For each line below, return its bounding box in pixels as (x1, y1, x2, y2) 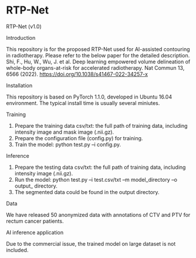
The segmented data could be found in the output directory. (14, 188, 160, 195)
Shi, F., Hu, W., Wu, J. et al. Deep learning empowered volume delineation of (6, 58, 191, 65)
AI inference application (6, 229, 63, 236)
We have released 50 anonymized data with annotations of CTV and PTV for (6, 211, 191, 218)
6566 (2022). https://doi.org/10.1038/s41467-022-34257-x (6, 70, 148, 77)
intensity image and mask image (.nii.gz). (14, 128, 114, 135)
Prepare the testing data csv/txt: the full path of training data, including (14, 164, 186, 171)
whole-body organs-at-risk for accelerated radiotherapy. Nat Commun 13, (6, 64, 185, 71)
